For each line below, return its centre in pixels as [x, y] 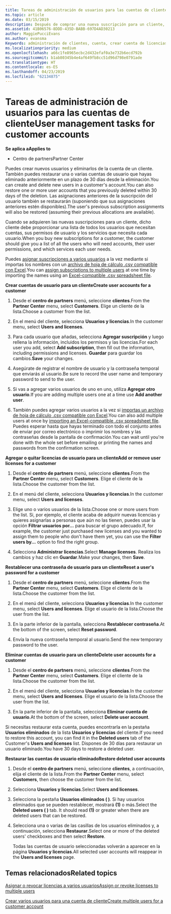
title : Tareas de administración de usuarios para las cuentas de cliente [86, 10]
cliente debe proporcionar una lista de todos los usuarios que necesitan [80, 227]
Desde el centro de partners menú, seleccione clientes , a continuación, [88, 768]
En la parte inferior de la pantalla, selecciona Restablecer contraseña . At [89, 624]
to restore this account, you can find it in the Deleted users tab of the [78, 738]
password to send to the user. [44, 379]
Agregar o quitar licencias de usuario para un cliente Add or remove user [83, 458]
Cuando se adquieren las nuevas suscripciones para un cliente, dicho [78, 222]
